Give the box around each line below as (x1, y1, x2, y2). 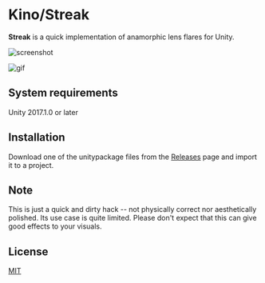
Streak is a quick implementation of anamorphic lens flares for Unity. (8, 32, 235, 42)
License (8, 245, 49, 258)
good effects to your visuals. (8, 221, 102, 231)
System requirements (8, 86, 118, 100)
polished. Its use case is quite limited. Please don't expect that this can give (8, 213, 257, 223)
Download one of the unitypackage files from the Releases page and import (8, 152, 258, 161)
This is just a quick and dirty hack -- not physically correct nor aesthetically (8, 205, 257, 214)
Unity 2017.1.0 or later (8, 107, 78, 117)
